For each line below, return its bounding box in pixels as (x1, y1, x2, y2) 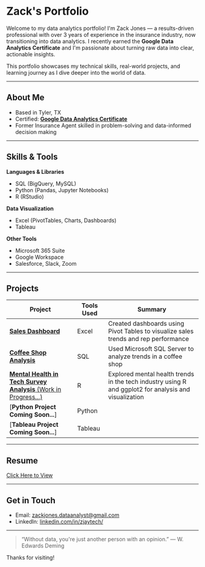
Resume (6, 455, 38, 466)
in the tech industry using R (108, 378, 187, 386)
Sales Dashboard (9, 327, 60, 336)
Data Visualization (6, 205, 54, 212)
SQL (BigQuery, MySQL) (15, 179, 76, 187)
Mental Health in (9, 370, 59, 378)
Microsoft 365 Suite (15, 247, 65, 254)
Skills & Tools (6, 152, 58, 162)
